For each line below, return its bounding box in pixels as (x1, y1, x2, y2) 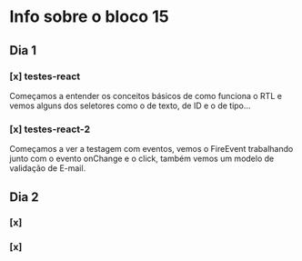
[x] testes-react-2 (9, 123, 91, 136)
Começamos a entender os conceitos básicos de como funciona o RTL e (9, 90, 282, 101)
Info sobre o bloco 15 (9, 6, 170, 27)
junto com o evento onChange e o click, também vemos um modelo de (9, 153, 275, 165)
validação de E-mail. (9, 163, 86, 174)
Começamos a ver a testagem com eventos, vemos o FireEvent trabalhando (9, 144, 294, 155)
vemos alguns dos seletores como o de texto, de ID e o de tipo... (9, 100, 251, 111)
